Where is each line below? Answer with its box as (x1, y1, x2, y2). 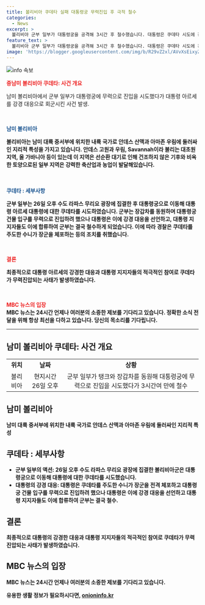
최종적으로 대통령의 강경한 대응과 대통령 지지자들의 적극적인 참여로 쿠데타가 (6, 534, 184, 541)
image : (6, 49, 23, 55)
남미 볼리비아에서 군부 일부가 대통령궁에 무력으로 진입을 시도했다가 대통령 (6, 92, 181, 100)
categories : (6, 15, 37, 21)
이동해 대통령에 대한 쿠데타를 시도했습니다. (36, 474, 137, 481)
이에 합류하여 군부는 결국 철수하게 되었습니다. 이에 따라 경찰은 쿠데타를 (27, 223, 193, 230)
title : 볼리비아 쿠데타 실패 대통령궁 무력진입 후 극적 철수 (6, 9, 137, 15)
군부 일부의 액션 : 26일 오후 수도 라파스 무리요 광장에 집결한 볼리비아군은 (15, 466, 184, 473)
